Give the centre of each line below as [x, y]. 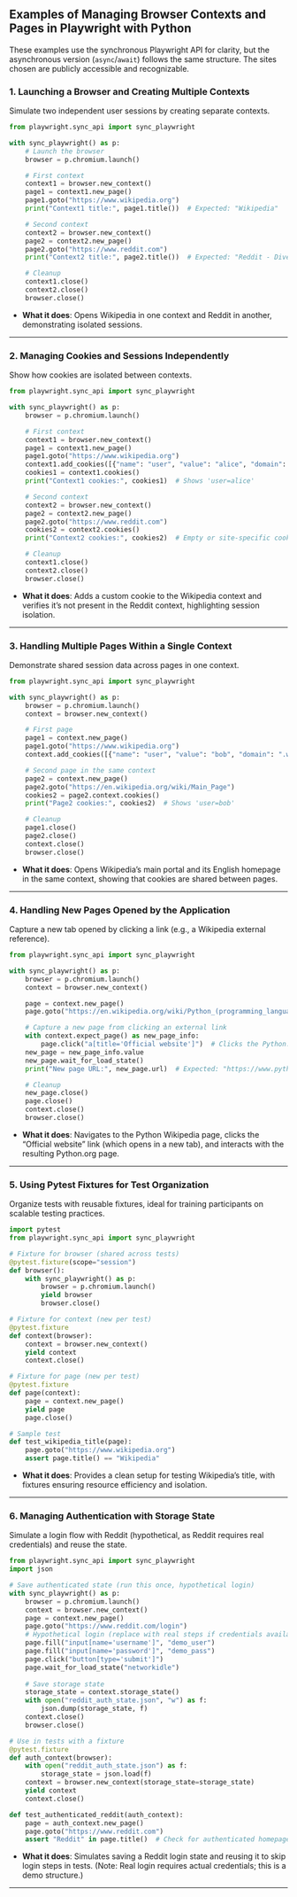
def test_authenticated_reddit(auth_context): [96, 1815]
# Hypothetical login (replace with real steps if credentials [144, 1635]
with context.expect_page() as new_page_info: [112, 1036]
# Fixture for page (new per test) [75, 1377]
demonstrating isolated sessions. [82, 324]
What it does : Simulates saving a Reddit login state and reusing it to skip [154, 1856]
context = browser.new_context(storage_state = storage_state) [140, 1783]
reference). [30, 939]
